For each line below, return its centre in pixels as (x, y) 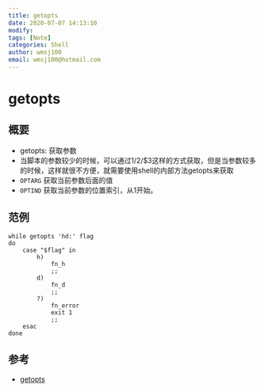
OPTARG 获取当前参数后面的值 (66, 180)
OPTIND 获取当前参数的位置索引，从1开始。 (88, 190)
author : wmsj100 (35, 52)
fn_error (65, 306)
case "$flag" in (50, 250)
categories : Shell (38, 45)
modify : (21, 30)
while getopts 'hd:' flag (51, 236)
